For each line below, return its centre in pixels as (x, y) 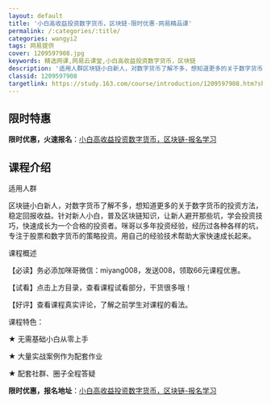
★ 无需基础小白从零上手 (48, 339)
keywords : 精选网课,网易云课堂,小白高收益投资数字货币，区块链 (102, 62)
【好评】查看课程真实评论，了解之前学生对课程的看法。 (100, 305)
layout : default (35, 16)
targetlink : (28, 83)
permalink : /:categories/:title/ (65, 31)
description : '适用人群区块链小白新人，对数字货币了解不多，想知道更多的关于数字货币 (136, 69)
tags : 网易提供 (31, 46)
